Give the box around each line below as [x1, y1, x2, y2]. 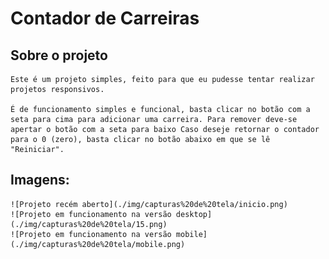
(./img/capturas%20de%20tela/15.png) [10, 219, 168, 229]
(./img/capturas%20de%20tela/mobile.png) [10, 239, 186, 249]
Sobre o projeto [10, 47, 108, 64]
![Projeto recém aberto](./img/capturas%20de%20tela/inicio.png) [10, 199, 288, 209]
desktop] [175, 209, 213, 219]
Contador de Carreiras [10, 7, 200, 30]
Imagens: [10, 172, 70, 189]
